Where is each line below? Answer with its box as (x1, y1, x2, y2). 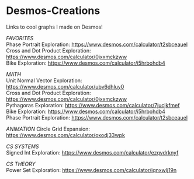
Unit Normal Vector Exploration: (6, 77, 82, 84)
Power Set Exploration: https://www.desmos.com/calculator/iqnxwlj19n (6, 166, 177, 173)
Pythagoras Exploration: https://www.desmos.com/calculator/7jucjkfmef (6, 101, 180, 108)
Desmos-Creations (6, 4, 101, 17)
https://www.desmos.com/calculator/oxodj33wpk (6, 131, 126, 138)
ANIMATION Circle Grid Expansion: (6, 125, 91, 132)
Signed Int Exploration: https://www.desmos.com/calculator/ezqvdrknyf (6, 149, 179, 156)
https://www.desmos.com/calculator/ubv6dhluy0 (6, 83, 124, 90)
